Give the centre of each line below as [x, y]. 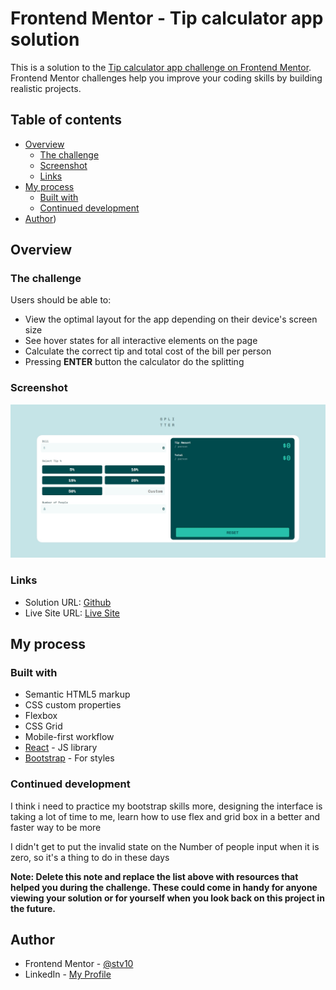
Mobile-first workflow [69, 737]
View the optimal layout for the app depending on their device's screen [171, 319]
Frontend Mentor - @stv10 [79, 964]
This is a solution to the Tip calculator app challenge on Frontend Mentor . [161, 67]
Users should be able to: [61, 300]
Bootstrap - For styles [69, 758]
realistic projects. [46, 88]
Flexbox [41, 716]
